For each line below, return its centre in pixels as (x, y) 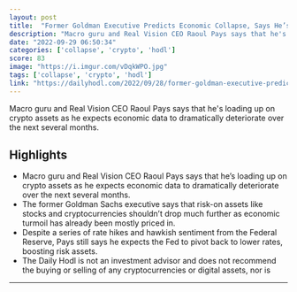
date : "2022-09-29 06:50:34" (63, 42)
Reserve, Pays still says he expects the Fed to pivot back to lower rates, (152, 242)
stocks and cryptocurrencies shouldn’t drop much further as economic (151, 214)
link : (19, 83)
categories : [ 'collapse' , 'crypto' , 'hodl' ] (92, 50)
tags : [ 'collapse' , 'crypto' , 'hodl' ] (80, 75)
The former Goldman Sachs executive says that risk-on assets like (142, 204)
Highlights (38, 155)
